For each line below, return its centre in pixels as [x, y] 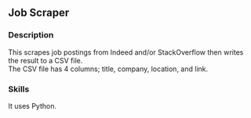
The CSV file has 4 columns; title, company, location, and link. [108, 69]
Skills [19, 89]
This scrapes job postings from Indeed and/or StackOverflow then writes [126, 52]
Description [31, 35]
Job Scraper [39, 13]
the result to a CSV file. [45, 60]
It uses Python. [33, 105]
